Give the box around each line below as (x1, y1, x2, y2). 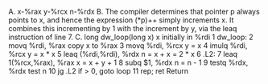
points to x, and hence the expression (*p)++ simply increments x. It (8, 15, 234, 25)
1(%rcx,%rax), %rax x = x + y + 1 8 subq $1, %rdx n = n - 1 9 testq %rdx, (8, 58, 249, 67)
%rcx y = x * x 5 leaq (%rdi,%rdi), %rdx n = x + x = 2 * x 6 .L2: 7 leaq (8, 50, 238, 58)
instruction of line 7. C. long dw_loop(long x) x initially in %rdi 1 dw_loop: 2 (8, 32, 254, 42)
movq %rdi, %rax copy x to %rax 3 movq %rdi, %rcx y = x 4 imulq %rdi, (8, 41, 248, 50)
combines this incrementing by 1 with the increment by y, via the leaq (8, 24, 237, 33)
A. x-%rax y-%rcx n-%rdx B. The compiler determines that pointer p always (8, 7, 260, 16)
